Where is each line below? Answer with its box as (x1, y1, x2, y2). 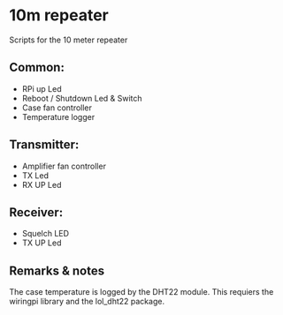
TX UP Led (21, 237, 62, 248)
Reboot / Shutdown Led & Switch (21, 93, 143, 103)
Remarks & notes (9, 263, 104, 278)
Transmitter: (9, 138, 80, 153)
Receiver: (9, 205, 64, 220)
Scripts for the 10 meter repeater (9, 34, 128, 45)
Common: (9, 60, 65, 75)
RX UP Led (21, 179, 62, 190)
